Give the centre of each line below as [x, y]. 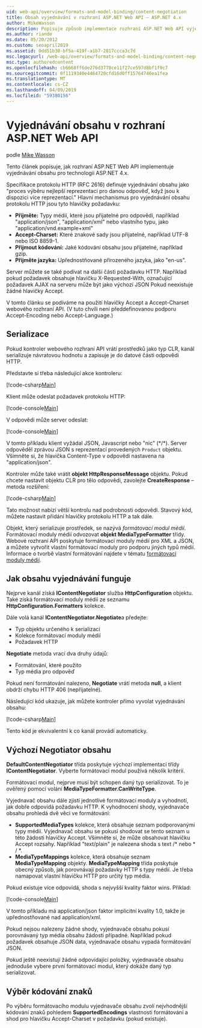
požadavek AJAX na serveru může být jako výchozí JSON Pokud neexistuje [100, 284]
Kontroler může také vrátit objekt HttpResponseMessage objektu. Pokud [97, 474]
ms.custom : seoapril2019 [37, 46]
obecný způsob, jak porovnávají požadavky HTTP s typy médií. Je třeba [104, 870]
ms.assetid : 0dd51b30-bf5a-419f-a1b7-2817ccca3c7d [71, 51]
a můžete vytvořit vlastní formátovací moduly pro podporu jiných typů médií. [101, 547]
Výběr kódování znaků [49, 992]
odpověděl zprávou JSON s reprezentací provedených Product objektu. [94, 449]
